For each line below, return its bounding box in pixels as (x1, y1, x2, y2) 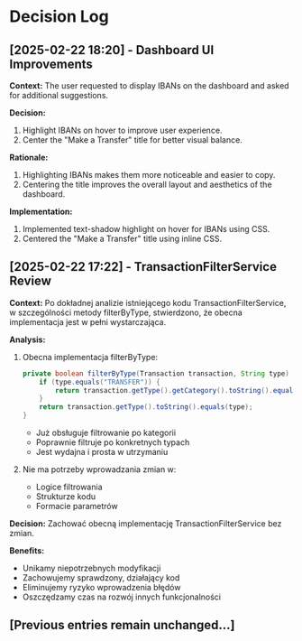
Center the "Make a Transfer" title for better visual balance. (22, 135, 243, 145)
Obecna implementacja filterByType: (22, 351, 159, 362)
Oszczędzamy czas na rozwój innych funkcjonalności (22, 591, 221, 602)
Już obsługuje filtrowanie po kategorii (35, 427, 177, 439)
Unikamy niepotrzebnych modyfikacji (22, 562, 161, 574)
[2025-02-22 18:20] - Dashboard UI (9, 42, 215, 58)
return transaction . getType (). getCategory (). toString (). (55, 386, 273, 395)
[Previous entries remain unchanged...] (9, 618, 235, 633)
